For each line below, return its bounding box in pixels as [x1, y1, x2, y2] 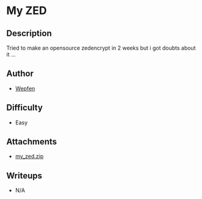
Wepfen [15, 84, 35, 92]
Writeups [6, 170, 43, 181]
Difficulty [6, 102, 43, 113]
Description [6, 28, 52, 39]
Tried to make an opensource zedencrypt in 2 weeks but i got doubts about [6, 44, 196, 51]
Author [6, 69, 34, 79]
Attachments [6, 137, 57, 147]
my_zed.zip [15, 152, 44, 160]
